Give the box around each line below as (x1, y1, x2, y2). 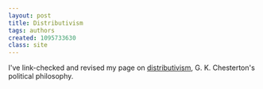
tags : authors (8, 26, 56, 34)
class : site (8, 41, 48, 49)
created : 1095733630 (8, 33, 77, 42)
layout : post (8, 11, 52, 20)
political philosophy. (8, 72, 74, 81)
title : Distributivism (8, 19, 83, 27)
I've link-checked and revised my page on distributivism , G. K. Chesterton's (8, 63, 256, 72)
